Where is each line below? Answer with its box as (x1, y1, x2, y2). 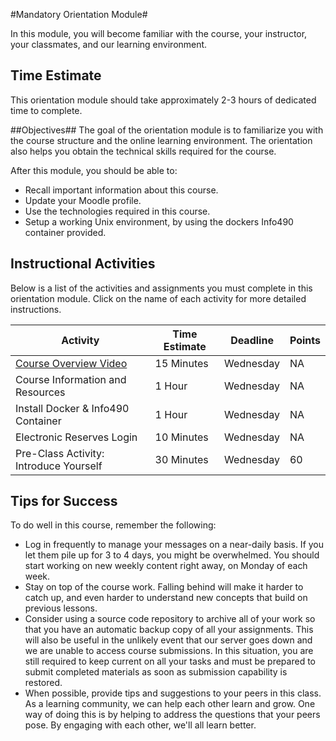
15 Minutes (154, 356, 209, 370)
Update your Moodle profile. (24, 194, 142, 206)
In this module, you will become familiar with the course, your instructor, (10, 28, 308, 39)
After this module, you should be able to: (10, 164, 178, 176)
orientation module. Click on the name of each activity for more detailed (10, 292, 307, 304)
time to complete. (10, 104, 83, 116)
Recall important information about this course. (24, 184, 219, 196)
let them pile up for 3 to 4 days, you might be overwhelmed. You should (24, 549, 320, 561)
